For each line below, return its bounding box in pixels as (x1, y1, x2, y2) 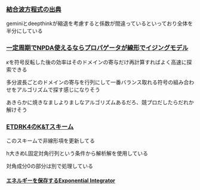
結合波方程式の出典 (6, 5, 61, 13)
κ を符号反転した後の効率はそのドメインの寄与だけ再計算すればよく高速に (6, 58, 187, 66)
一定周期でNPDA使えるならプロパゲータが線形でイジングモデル (6, 43, 189, 52)
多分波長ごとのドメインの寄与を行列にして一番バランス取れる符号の (6, 79, 174, 86)
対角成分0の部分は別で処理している (6, 162, 94, 169)
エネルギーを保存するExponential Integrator (6, 177, 115, 184)
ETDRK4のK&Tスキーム (6, 122, 74, 130)
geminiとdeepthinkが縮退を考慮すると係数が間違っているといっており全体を (6, 20, 193, 27)
